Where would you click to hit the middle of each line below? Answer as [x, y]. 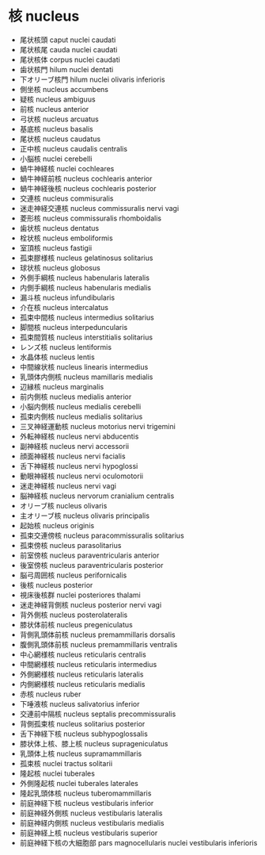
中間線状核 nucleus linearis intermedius [84, 366]
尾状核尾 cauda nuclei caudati [68, 49]
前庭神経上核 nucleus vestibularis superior [89, 833]
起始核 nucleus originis [57, 525]
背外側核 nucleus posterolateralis [74, 615]
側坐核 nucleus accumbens [64, 89]
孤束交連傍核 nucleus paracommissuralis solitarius [102, 535]
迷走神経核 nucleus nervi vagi [68, 485]
